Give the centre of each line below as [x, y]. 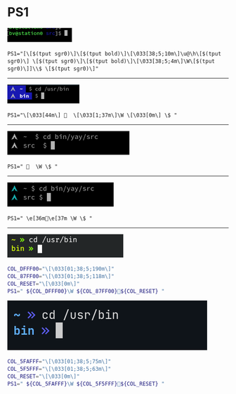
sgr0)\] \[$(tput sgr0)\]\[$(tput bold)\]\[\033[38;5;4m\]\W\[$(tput [111, 61]
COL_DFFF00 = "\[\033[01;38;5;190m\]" [61, 269]
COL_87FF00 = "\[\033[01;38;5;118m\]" [61, 276]
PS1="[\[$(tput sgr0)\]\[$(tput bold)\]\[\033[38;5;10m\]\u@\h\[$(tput [114, 53]
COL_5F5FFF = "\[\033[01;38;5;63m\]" [59, 369]
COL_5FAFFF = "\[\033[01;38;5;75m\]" [59, 362]
